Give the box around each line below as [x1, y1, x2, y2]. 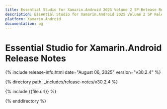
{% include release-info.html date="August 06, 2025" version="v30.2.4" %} [5, 69, 161, 75]
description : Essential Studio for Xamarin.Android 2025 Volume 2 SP [5, 12, 153, 17]
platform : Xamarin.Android [5, 16, 61, 21]
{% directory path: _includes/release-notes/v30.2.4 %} [5, 79, 118, 85]
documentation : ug [5, 21, 43, 26]
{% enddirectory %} [5, 98, 46, 104]
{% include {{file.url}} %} [5, 89, 57, 95]
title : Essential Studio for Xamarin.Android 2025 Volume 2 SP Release [5, 7, 157, 12]
